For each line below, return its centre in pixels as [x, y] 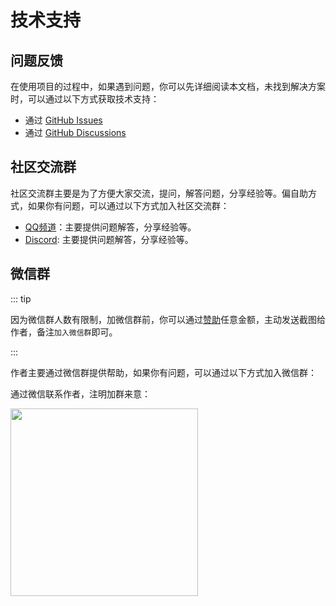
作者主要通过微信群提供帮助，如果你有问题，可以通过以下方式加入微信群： [163, 372]
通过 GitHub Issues [63, 120]
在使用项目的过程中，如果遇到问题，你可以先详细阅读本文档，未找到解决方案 [168, 86]
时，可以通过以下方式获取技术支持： [85, 99]
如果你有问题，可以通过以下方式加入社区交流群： [128, 205]
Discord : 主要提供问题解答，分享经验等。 [109, 239]
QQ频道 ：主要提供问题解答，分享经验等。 [110, 227]
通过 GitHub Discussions [75, 132]
